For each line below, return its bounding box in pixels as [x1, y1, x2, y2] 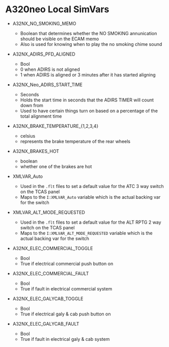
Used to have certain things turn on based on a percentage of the [20, 108, 158, 114]
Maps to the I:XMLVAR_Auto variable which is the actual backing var [20, 194, 161, 200]
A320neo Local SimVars [5, 4, 109, 15]
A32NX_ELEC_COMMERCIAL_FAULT [12, 270, 89, 276]
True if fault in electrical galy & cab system [20, 336, 110, 342]
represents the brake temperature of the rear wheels [20, 138, 131, 144]
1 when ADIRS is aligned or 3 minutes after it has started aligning [20, 71, 156, 77]
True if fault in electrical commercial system [20, 285, 112, 291]
